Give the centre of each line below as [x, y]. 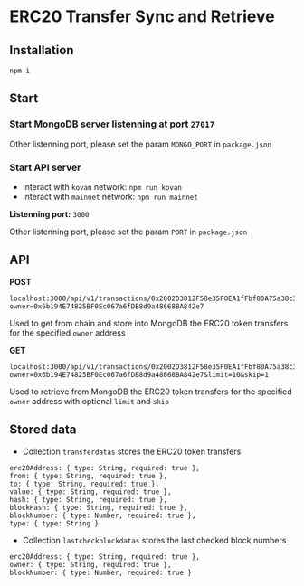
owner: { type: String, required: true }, [90, 564]
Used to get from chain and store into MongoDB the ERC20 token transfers [149, 323]
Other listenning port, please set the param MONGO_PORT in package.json [141, 144]
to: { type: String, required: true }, [85, 484]
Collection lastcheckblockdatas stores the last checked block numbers [154, 540]
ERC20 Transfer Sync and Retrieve [142, 17]
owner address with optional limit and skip [90, 401]
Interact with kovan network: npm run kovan [102, 186]
